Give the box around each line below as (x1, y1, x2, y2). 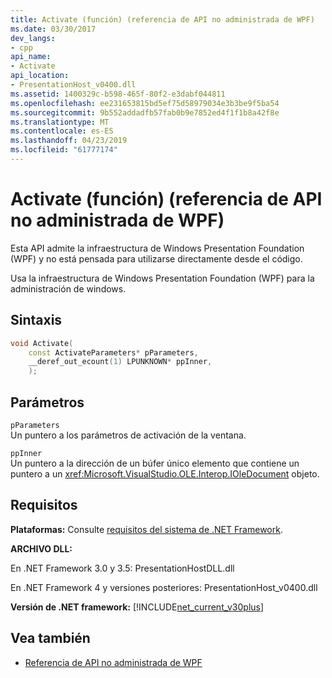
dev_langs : (10, 33, 56, 43)
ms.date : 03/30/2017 (10, 24, 97, 34)
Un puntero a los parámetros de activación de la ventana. (10, 429, 247, 441)
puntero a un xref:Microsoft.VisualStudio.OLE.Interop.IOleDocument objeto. (10, 467, 320, 480)
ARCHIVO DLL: (10, 542, 73, 555)
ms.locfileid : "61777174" (10, 145, 118, 155)
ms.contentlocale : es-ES (10, 126, 114, 136)
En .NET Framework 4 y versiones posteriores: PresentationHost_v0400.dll (10, 581, 318, 593)
